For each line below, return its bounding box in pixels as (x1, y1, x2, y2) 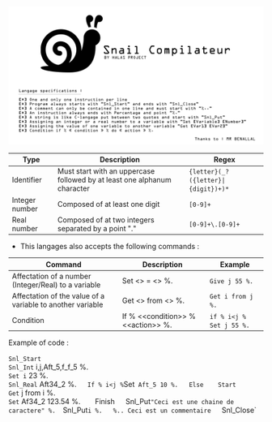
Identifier (11, 175, 42, 185)
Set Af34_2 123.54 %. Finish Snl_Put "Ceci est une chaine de (8, 397, 235, 407)
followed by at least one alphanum (57, 175, 172, 185)
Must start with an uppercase (57, 166, 155, 176)
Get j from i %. (8, 388, 56, 398)
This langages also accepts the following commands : (19, 242, 200, 252)
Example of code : (8, 338, 69, 347)
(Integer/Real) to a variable (11, 280, 101, 290)
